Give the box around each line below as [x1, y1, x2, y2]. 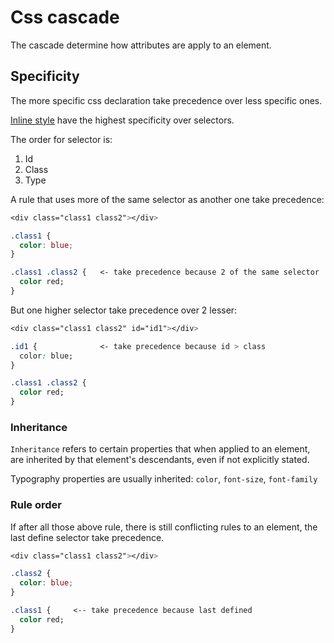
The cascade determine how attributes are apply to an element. [10, 39, 272, 51]
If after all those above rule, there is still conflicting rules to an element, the [10, 521, 318, 533]
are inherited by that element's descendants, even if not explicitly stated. [10, 454, 310, 466]
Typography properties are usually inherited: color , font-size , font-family [10, 473, 318, 485]
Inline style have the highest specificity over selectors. [10, 114, 235, 126]
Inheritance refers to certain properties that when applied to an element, [10, 443, 311, 455]
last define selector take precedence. [10, 531, 165, 543]
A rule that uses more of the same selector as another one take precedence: [10, 193, 325, 205]
